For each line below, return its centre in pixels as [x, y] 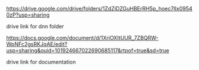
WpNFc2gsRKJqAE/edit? [37, 44]
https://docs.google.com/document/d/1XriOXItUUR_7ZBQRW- [82, 38]
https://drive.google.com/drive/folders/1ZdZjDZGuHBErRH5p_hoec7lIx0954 [99, 9]
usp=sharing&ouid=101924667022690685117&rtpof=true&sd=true [88, 50]
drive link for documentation [41, 62]
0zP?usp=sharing [28, 15]
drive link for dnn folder [35, 26]
